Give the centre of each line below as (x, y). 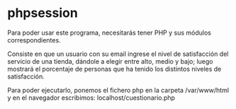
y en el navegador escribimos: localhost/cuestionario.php (91, 98)
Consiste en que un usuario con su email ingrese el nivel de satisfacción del (118, 54)
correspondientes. (34, 40)
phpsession (43, 13)
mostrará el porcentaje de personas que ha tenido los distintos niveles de (114, 69)
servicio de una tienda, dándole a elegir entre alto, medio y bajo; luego (110, 61)
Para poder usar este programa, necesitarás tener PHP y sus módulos (109, 33)
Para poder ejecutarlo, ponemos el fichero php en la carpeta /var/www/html (118, 90)
